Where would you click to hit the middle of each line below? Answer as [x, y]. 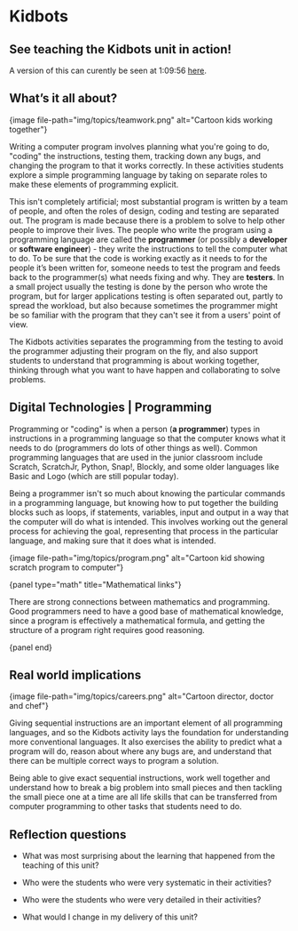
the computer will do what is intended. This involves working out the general [149, 521]
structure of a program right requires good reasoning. [107, 630]
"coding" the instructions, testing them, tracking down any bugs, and [135, 156]
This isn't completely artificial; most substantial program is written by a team [149, 201]
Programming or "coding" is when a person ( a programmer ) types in [134, 429]
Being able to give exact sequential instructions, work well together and [140, 778]
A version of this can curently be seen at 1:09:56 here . [108, 70]
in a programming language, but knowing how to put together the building [144, 502]
